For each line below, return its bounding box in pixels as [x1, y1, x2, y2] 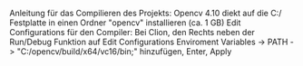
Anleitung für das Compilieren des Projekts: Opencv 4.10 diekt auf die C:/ [9, 8, 282, 18]
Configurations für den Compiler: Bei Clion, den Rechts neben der [9, 27, 256, 37]
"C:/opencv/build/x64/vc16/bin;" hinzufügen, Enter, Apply [16, 46, 232, 57]
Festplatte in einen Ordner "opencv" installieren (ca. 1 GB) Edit [9, 17, 241, 28]
